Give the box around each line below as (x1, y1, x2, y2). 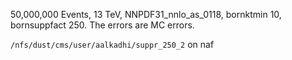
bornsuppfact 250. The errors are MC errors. (10, 19, 195, 31)
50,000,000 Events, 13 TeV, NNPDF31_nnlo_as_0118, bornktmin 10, (10, 9, 282, 20)
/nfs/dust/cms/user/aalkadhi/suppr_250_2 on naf (10, 39, 215, 50)
